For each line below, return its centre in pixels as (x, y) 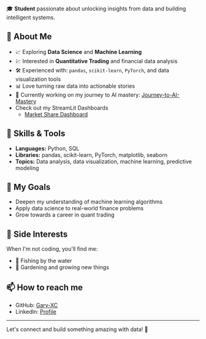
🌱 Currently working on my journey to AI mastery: (78, 94)
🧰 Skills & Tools (36, 134)
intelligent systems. (31, 17)
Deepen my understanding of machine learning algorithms (89, 202)
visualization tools (38, 79)
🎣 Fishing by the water (44, 261)
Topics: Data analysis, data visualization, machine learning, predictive (103, 161)
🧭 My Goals (29, 187)
